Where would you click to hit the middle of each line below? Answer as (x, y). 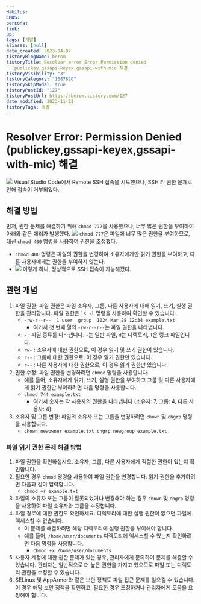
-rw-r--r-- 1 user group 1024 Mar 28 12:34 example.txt (100, 321)
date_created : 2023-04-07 (39, 51)
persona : (17, 23)
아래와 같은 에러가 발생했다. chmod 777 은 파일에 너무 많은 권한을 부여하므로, (98, 234)
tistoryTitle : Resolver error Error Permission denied (76, 62)
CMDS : (13, 17)
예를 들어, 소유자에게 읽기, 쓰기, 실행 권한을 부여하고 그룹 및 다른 (99, 380)
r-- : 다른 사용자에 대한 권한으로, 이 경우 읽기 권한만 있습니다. (96, 365)
